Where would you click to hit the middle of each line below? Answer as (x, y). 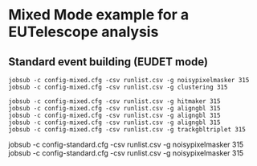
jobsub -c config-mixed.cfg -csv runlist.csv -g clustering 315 (118, 87)
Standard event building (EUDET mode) (108, 62)
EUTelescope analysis (84, 32)
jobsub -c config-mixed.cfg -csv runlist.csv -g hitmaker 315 (114, 102)
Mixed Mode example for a (99, 15)
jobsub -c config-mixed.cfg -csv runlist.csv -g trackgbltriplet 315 (127, 130)
